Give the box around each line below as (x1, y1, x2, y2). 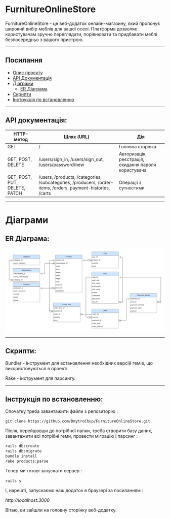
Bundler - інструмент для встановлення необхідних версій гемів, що (5, 360, 153, 366)
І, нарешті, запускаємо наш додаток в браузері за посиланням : (5, 488, 143, 494)
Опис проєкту (12, 70, 43, 76)
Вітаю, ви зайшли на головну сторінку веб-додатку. (5, 507, 117, 513)
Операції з (118, 179, 142, 185)
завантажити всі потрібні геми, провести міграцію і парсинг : (5, 433, 138, 439)
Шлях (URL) (64, 134, 90, 140)
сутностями (118, 184, 145, 191)
